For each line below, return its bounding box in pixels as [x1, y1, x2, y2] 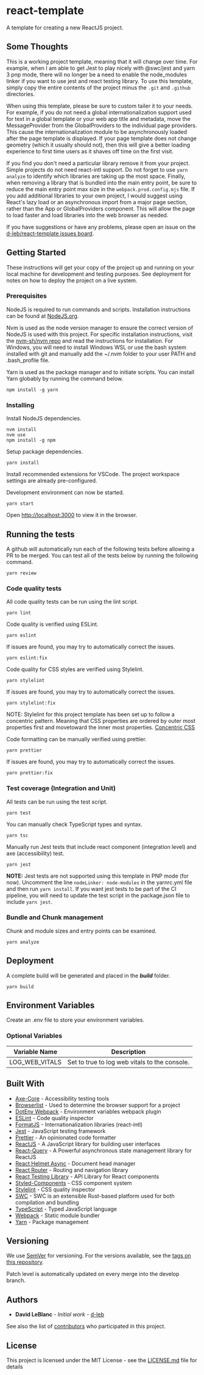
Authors [6, 1294, 38, 1305]
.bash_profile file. [6, 356, 50, 364]
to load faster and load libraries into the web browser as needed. [6, 211, 169, 219]
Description [111, 1047, 146, 1056]
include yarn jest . [6, 898, 53, 905]
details [6, 1363, 23, 1371]
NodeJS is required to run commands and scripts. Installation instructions [6, 306, 191, 313]
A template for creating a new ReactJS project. [6, 24, 124, 31]
